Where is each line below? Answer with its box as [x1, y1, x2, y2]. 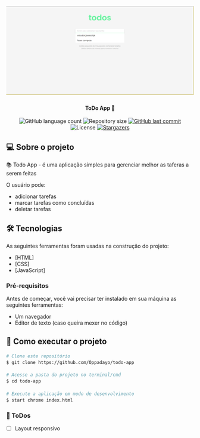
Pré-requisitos [6, 281, 49, 289]
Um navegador [14, 313, 52, 320]
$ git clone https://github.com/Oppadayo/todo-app [6, 359, 135, 365]
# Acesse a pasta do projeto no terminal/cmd [6, 372, 121, 378]
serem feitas [6, 169, 37, 177]
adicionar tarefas [14, 193, 57, 200]
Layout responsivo [14, 425, 61, 432]
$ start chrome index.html [6, 397, 73, 403]
